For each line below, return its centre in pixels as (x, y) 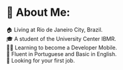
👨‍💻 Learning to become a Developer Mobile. (62, 47)
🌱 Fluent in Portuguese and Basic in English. (61, 54)
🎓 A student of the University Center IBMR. (61, 38)
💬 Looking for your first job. (40, 60)
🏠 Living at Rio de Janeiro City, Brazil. (54, 29)
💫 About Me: (38, 12)
